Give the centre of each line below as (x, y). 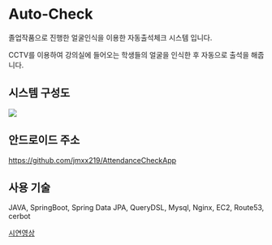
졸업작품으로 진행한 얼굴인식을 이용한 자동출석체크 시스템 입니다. (110, 37)
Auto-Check (51, 14)
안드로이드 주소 (44, 140)
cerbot (19, 217)
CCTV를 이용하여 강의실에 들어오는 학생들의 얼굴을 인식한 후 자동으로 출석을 (129, 54)
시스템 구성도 (39, 93)
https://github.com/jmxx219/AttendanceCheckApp (93, 160)
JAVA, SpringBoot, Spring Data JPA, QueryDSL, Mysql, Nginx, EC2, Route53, (136, 208)
